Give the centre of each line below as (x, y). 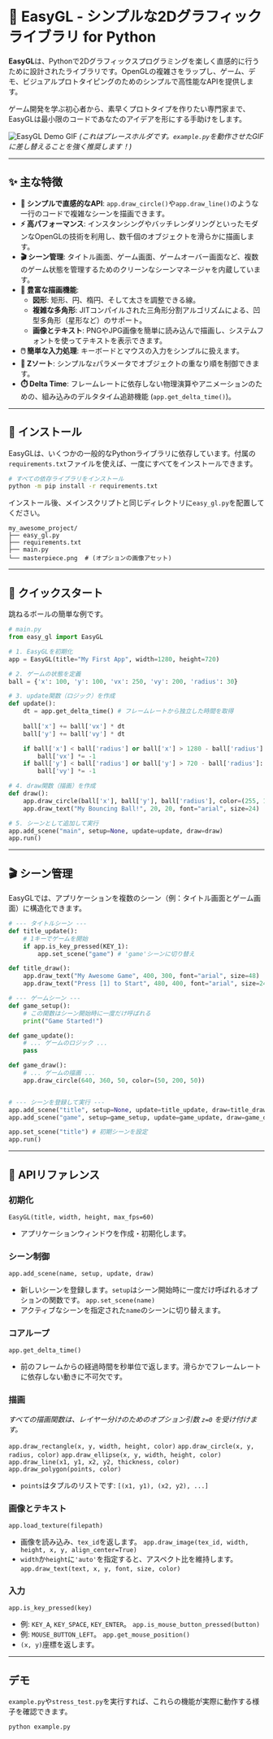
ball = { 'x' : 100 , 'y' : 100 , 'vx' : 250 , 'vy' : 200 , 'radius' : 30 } (123, 681)
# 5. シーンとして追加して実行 (54, 823)
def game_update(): (41, 1036)
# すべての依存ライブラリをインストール (66, 479)
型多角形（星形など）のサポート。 (89, 320)
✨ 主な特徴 (36, 183)
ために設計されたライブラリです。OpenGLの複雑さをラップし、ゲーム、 (129, 71)
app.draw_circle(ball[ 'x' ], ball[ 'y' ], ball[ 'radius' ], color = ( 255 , (141, 801)
